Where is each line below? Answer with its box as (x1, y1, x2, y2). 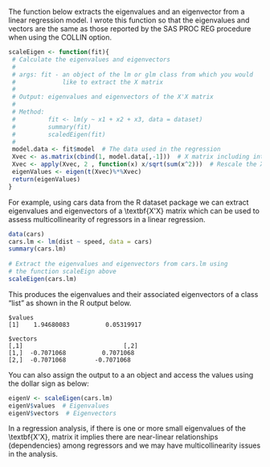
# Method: (11, 108, 45, 116)
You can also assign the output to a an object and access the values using (8, 370, 254, 379)
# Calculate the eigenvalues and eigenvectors (11, 56, 171, 64)
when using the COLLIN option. (8, 32, 112, 42)
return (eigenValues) (11, 175, 81, 184)
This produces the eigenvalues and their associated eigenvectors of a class (8, 289, 259, 299)
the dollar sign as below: (8, 378, 90, 388)
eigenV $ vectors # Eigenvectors (8, 409, 117, 417)
